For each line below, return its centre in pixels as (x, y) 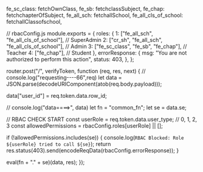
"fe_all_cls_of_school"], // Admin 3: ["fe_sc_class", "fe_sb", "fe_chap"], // (97, 46)
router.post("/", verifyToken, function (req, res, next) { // (76, 71)
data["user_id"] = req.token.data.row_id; (57, 96)
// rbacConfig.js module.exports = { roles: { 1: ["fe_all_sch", (80, 33)
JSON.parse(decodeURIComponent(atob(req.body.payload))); (84, 84)
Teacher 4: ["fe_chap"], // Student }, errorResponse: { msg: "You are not (97, 53)
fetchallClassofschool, (34, 22)
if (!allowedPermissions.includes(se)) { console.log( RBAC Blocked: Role (95, 137)
